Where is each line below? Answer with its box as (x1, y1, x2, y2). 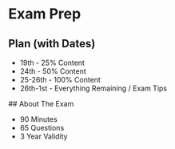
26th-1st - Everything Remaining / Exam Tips (19, 83, 168, 93)
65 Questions (19, 123, 65, 132)
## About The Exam (8, 99, 74, 108)
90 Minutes (19, 115, 58, 124)
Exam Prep (8, 5, 82, 23)
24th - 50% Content (19, 66, 86, 76)
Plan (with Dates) (8, 37, 96, 50)
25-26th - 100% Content (19, 75, 101, 84)
